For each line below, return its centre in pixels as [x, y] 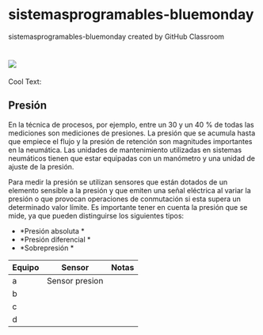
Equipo [26, 267]
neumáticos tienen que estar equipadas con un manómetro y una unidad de [132, 158]
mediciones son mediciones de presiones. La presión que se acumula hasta [132, 133]
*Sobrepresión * [47, 248]
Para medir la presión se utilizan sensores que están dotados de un [118, 182]
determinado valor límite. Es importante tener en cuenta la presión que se [128, 207]
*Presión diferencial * [55, 239]
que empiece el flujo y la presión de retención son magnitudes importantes [130, 141]
